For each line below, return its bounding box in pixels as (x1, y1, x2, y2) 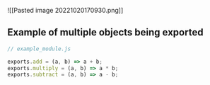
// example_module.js (7, 45, 71, 52)
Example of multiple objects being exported (7, 26, 204, 38)
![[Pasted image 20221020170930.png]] (7, 6, 124, 14)
